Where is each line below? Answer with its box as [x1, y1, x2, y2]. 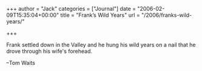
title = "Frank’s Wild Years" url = [60, 11, 141, 19]
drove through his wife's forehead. [6, 48, 93, 55]
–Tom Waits [6, 60, 35, 66]
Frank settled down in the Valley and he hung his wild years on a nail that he [6, 42, 196, 48]
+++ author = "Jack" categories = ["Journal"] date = [6, 5, 136, 12]
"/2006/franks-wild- [141, 11, 192, 19]
